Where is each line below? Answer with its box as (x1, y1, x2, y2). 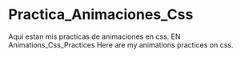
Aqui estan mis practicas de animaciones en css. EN (8, 32, 182, 41)
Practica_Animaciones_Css (8, 6, 194, 24)
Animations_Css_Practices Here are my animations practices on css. (8, 40, 234, 49)
